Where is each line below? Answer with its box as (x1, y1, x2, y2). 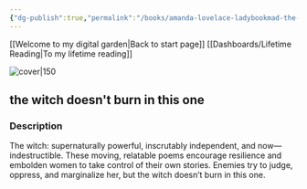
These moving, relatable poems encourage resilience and (65, 150, 282, 161)
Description (9, 120, 63, 132)
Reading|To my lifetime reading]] (9, 47, 132, 59)
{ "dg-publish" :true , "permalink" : (9, 13, 137, 23)
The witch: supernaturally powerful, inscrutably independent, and (9, 141, 256, 152)
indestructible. (9, 150, 64, 161)
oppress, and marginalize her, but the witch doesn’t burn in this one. (9, 170, 266, 181)
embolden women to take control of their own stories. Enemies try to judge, (9, 160, 293, 171)
